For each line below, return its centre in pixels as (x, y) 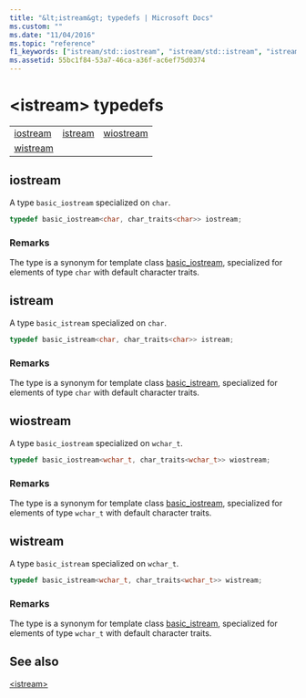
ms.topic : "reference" (52, 43)
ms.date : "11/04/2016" (52, 35)
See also (34, 662)
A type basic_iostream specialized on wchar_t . (97, 443)
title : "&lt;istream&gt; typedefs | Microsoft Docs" (112, 18)
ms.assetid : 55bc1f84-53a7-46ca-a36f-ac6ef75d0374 (107, 60)
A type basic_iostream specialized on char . (90, 203)
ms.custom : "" (36, 26)
